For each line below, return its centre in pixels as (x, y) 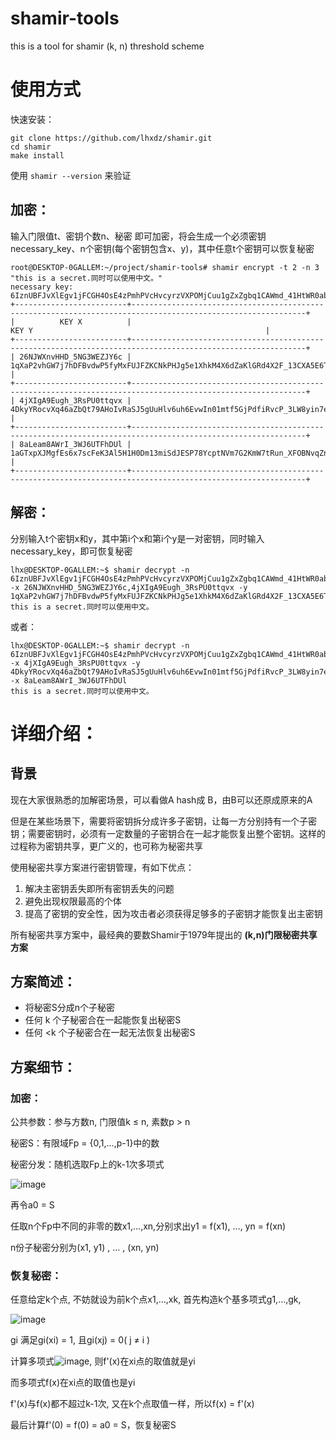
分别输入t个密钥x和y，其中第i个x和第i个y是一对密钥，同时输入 (137, 538)
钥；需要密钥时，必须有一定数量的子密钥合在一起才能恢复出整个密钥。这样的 (168, 833)
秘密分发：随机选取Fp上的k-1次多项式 (87, 1164)
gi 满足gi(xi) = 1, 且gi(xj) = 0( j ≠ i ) (80, 1340)
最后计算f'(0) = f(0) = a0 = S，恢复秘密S (93, 1425)
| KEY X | (71, 322)
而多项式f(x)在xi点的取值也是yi (73, 1383)
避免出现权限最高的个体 (73, 901)
